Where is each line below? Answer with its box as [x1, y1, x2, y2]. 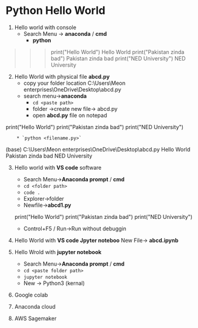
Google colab [14, 291, 48, 298]
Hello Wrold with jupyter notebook [14, 248, 102, 255]
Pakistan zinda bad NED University [5, 152, 93, 159]
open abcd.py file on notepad [32, 112, 107, 119]
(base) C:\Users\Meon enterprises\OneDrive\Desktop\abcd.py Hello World [5, 146, 191, 153]
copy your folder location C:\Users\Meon [23, 79, 125, 87]
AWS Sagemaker [14, 315, 57, 322]
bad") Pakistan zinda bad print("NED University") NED [50, 55, 186, 62]
